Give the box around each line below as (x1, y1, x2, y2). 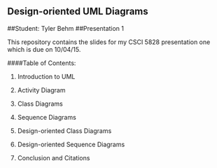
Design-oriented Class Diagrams (17, 126, 112, 135)
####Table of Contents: (7, 59, 76, 67)
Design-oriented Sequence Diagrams (17, 140, 125, 148)
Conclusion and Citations (17, 153, 90, 162)
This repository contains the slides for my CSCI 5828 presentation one (7, 38, 211, 46)
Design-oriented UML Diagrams (7, 6, 148, 17)
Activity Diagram (17, 85, 66, 94)
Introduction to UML (17, 72, 76, 80)
